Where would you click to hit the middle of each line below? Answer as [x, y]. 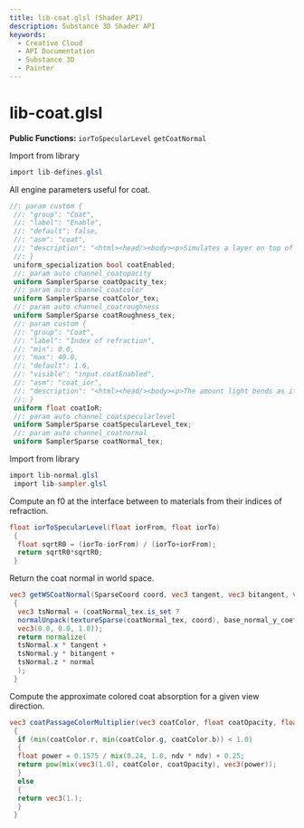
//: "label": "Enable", [58, 223]
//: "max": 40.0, [46, 357]
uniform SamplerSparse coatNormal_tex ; [89, 442]
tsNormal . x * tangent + [62, 645]
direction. [27, 706]
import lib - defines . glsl [56, 172]
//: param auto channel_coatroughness [86, 307]
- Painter [36, 69]
